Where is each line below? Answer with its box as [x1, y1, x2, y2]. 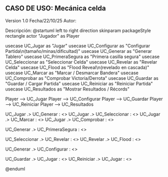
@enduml [5, 165, 25, 172]
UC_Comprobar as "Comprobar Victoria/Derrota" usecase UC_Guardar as [5, 75, 159, 81]
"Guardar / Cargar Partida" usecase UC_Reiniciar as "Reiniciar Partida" [5, 80, 153, 86]
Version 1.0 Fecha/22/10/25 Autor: [5, 17, 77, 23]
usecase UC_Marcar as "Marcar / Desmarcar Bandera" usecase [5, 70, 139, 76]
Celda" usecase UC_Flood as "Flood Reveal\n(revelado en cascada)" [5, 64, 150, 70]
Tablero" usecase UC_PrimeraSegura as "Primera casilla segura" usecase [5, 53, 160, 60]
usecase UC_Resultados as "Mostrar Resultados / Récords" [5, 86, 130, 92]
